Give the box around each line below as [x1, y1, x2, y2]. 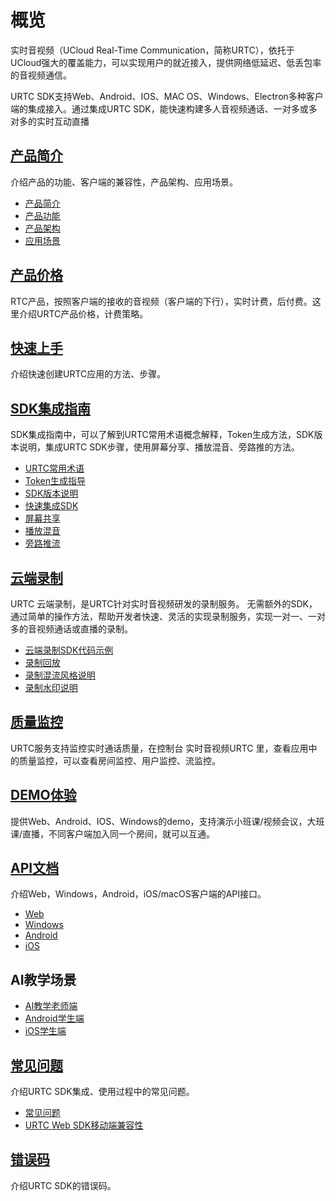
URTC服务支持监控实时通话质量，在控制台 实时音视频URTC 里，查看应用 [10, 742, 309, 754]
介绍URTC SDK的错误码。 [10, 1179, 117, 1191]
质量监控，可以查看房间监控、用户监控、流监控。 [18, 754, 221, 766]
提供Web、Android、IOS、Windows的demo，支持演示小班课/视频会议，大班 [10, 815, 325, 827]
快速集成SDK [24, 500, 79, 512]
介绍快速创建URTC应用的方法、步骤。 [10, 368, 167, 380]
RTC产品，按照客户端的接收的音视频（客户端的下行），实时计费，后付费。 [10, 295, 313, 307]
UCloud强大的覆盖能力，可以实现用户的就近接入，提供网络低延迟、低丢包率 [10, 56, 322, 68]
